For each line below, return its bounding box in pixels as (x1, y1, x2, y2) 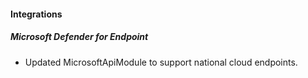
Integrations (10, 8, 63, 20)
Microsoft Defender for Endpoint (10, 31, 149, 43)
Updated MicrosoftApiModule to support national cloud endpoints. (24, 56, 298, 68)
